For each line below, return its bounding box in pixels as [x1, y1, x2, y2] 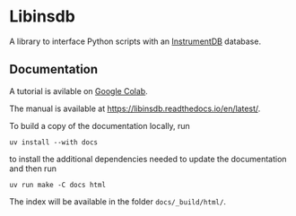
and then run [9, 163, 57, 174]
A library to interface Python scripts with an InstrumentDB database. [9, 36, 262, 47]
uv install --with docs [9, 137, 99, 147]
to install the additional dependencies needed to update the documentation [9, 153, 287, 164]
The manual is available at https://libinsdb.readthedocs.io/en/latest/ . [9, 103, 261, 114]
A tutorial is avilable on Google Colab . [9, 85, 148, 96]
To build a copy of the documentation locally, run [9, 120, 190, 131]
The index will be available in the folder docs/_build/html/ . [9, 195, 227, 207]
